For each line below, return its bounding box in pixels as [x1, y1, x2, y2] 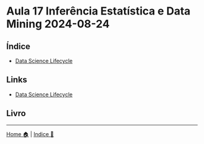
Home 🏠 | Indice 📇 [6, 130, 54, 137]
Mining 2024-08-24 [6, 17, 110, 31]
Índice [6, 41, 30, 51]
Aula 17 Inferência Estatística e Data [6, 4, 191, 18]
